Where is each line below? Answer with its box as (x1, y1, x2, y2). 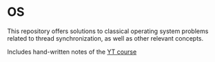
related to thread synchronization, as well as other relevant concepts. (7, 34, 204, 42)
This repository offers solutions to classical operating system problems (7, 27, 209, 35)
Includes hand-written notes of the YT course (7, 48, 137, 56)
